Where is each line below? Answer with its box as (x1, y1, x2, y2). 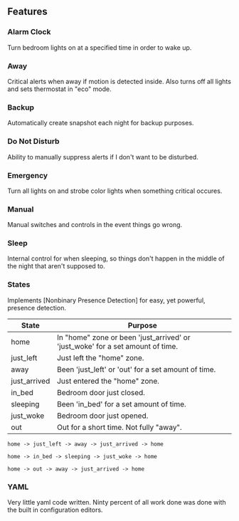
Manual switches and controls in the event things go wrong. (7, 221, 183, 229)
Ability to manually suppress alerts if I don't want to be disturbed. (7, 152, 199, 161)
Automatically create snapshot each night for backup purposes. (7, 119, 194, 127)
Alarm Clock (7, 27, 51, 37)
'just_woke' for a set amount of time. (56, 341, 179, 351)
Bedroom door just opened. (56, 411, 149, 421)
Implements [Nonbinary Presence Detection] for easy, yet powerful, (7, 295, 206, 305)
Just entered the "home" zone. (56, 376, 160, 386)
